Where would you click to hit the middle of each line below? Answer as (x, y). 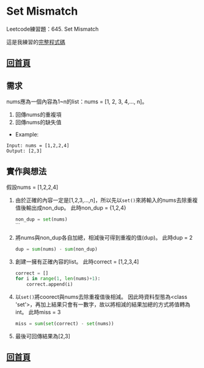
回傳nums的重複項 (38, 115)
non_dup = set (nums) (41, 219)
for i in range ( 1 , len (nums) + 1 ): (58, 279)
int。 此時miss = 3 (38, 312)
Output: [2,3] (24, 151)
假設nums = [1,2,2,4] (32, 187)
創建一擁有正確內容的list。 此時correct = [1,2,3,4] (77, 262)
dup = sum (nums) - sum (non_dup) (56, 249)
